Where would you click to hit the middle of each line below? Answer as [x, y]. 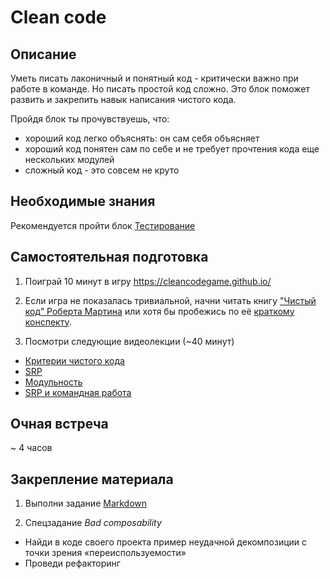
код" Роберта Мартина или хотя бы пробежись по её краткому [159, 311]
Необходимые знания [83, 201]
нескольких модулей [69, 159]
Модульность [53, 382]
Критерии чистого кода [74, 360]
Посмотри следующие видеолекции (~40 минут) [129, 341]
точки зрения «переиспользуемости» [105, 553]
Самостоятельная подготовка [109, 257]
